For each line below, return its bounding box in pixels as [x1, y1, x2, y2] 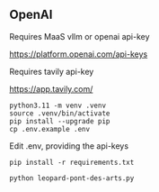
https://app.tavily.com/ [9, 83, 93, 94]
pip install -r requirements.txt [9, 158, 135, 167]
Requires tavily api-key [9, 66, 94, 77]
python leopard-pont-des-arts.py [9, 173, 135, 183]
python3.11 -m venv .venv [9, 101, 106, 110]
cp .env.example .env [9, 124, 91, 133]
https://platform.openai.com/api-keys [9, 49, 148, 59]
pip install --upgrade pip [9, 116, 110, 125]
